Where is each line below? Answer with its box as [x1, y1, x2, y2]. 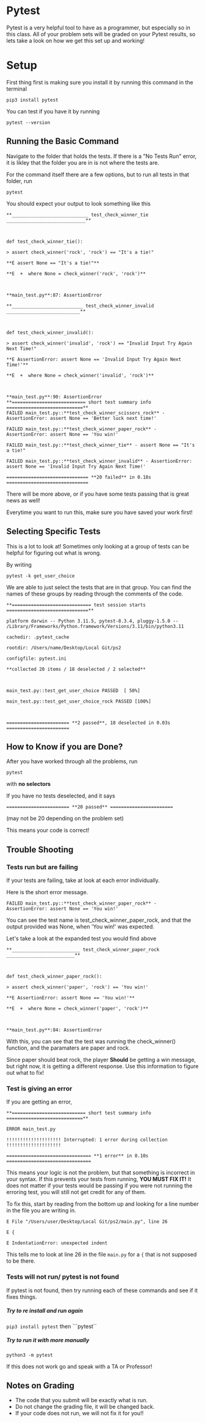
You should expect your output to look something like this [6, 200, 151, 207]
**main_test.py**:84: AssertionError [6, 1027, 103, 1033]
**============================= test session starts [6, 602, 146, 608]
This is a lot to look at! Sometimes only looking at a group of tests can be [6, 542, 189, 550]
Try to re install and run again [6, 1307, 84, 1315]
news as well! [6, 496, 41, 504]
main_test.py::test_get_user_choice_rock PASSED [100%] [6, 698, 151, 704]
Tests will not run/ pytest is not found [6, 1272, 120, 1281]
